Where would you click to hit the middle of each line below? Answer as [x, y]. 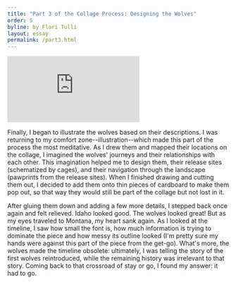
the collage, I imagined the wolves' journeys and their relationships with [111, 155]
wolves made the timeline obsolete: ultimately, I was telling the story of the [116, 251]
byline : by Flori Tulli [42, 27]
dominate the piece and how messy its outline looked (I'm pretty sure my [113, 236]
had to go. [22, 273]
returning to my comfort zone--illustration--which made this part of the [110, 140]
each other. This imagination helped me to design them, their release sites [114, 162]
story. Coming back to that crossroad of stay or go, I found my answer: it [113, 266]
